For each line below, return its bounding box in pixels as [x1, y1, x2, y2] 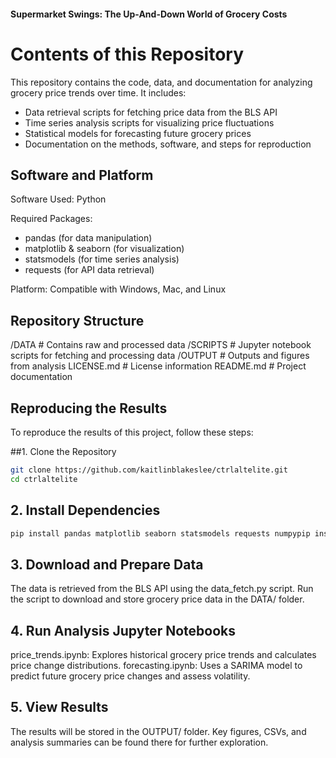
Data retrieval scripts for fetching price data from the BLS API [24, 106, 278, 118]
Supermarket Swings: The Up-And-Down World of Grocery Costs [10, 8, 288, 20]
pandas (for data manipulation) [24, 232, 153, 244]
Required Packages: [10, 213, 93, 225]
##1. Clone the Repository [10, 445, 117, 457]
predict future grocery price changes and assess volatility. [10, 670, 251, 682]
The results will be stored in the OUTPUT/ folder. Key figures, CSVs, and [10, 725, 307, 737]
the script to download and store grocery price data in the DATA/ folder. [10, 593, 305, 605]
